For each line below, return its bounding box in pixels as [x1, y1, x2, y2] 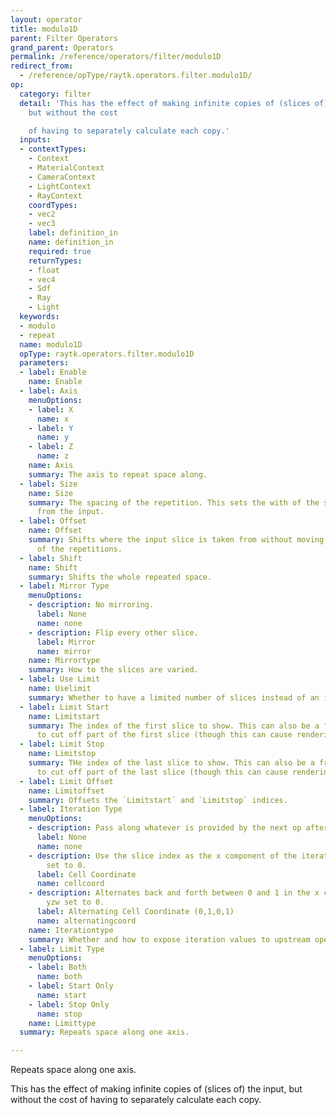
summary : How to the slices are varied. [28, 665, 199, 675]
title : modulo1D [10, 24, 78, 34]
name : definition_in [28, 237, 114, 247]
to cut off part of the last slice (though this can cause [36, 767, 288, 777]
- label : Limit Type [19, 944, 105, 954]
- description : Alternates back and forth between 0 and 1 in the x [28, 888, 320, 898]
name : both [36, 972, 83, 982]
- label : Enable [19, 367, 87, 378]
